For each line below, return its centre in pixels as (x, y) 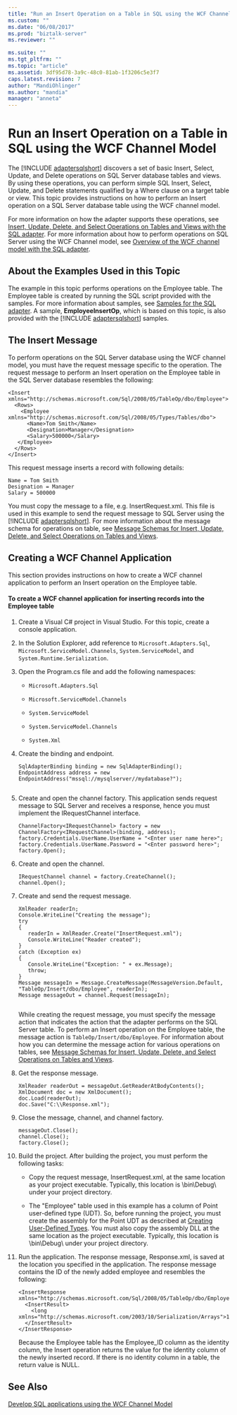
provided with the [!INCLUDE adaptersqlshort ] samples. (89, 318)
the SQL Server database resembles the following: (81, 380)
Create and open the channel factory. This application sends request (117, 798)
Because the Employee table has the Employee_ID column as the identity (123, 1342)
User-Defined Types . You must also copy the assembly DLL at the (124, 1228)
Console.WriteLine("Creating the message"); (84, 915)
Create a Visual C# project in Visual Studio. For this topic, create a (114, 622)
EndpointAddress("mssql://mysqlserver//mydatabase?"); (100, 779)
